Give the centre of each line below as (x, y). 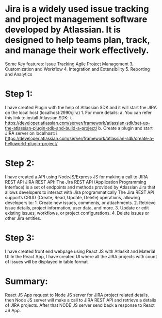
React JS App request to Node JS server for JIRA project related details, (77, 295)
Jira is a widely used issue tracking (77, 9)
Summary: (27, 281)
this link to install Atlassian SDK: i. (39, 117)
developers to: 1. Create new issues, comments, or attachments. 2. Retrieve (81, 203)
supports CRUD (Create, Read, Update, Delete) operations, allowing (73, 197)
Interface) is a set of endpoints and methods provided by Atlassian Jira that (80, 187)
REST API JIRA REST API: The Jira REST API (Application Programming (76, 182)
